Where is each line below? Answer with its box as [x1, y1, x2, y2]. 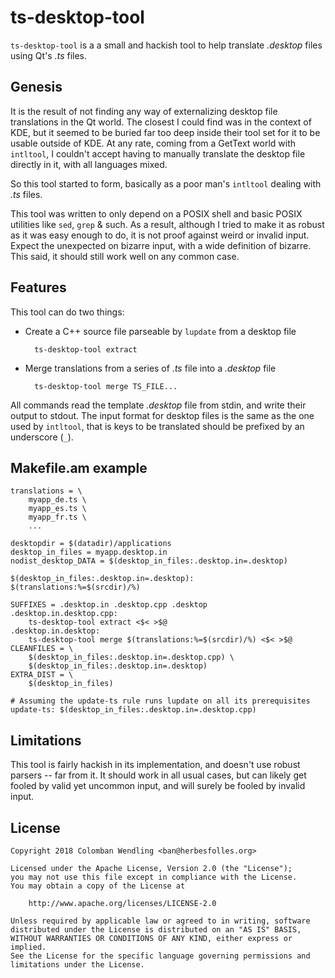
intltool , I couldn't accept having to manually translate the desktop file [10, 147, 306, 160]
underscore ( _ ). [10, 431, 74, 443]
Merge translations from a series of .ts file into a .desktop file [24, 362, 277, 374]
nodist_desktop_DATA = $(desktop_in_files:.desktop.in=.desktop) [10, 556, 288, 566]
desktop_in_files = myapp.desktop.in [10, 547, 168, 558]
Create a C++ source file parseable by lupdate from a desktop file [24, 325, 297, 337]
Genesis [10, 79, 63, 96]
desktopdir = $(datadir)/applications [10, 539, 172, 549]
